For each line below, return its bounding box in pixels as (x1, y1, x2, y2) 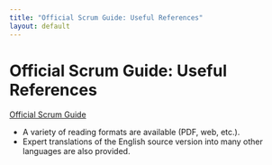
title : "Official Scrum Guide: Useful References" (9, 13, 204, 23)
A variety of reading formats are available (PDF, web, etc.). (22, 127, 240, 138)
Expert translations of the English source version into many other (22, 136, 264, 147)
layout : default (9, 22, 70, 31)
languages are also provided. (22, 146, 131, 157)
